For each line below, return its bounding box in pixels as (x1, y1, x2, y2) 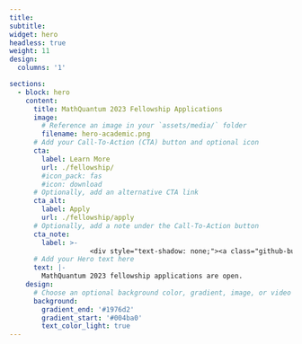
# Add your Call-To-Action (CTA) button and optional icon (32, 138, 259, 147)
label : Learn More (41, 154, 111, 163)
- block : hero (17, 87, 70, 97)
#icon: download (41, 180, 102, 189)
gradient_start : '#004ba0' (41, 313, 143, 322)
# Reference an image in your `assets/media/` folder (41, 121, 247, 130)
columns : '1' (17, 64, 67, 73)
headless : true (9, 38, 67, 48)
